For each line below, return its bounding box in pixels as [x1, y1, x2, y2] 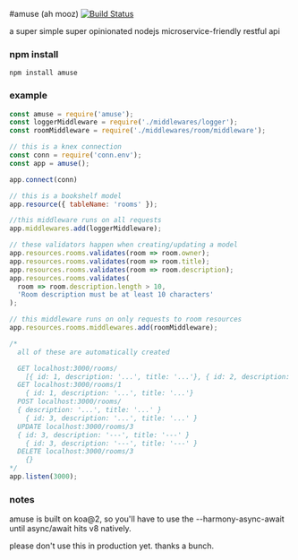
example [9, 90, 47, 102]
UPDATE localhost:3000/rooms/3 [17, 422, 134, 431]
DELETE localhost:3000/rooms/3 [17, 447, 134, 456]
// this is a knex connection [9, 142, 123, 151]
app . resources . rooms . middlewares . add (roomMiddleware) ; [9, 323, 218, 332]
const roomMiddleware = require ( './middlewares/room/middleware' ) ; [9, 126, 267, 135]
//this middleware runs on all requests [9, 216, 163, 225]
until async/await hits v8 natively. [9, 523, 132, 534]
